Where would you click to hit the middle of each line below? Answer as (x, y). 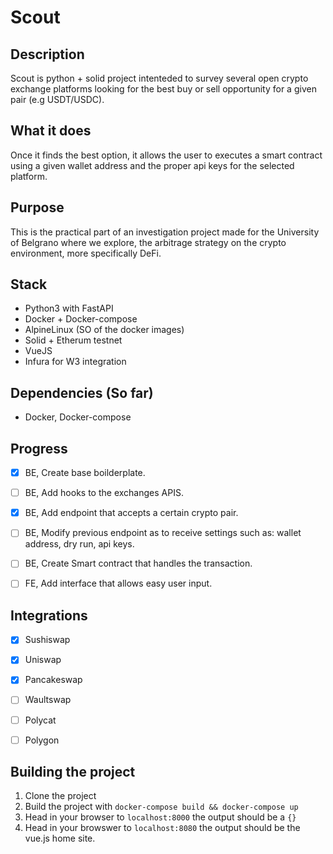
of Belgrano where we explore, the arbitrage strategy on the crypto (148, 242)
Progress (39, 448)
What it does (51, 131)
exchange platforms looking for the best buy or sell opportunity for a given (163, 89)
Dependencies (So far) (82, 392)
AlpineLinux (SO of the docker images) (104, 330)
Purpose (37, 207)
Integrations (49, 615)
